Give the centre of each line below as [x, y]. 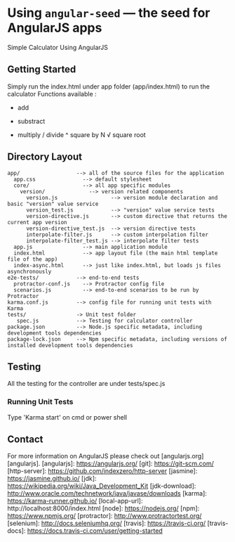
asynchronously [29, 271]
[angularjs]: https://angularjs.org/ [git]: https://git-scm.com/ [128, 464]
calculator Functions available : [52, 93]
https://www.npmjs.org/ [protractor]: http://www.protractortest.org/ [105, 516]
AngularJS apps [55, 28]
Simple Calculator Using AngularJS [58, 47]
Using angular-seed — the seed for [109, 13]
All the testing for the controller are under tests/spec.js [86, 384]
